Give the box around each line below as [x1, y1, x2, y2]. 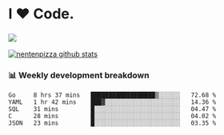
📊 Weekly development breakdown [8, 69, 150, 81]
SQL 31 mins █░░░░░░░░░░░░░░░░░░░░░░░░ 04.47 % [8, 105, 217, 113]
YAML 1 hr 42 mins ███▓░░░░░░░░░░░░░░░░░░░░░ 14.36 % [8, 97, 217, 106]
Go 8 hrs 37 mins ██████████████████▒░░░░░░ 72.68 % [8, 91, 217, 99]
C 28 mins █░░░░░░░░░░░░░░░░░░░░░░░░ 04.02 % [8, 112, 217, 120]
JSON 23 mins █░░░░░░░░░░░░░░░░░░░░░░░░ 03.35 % [8, 119, 217, 127]
